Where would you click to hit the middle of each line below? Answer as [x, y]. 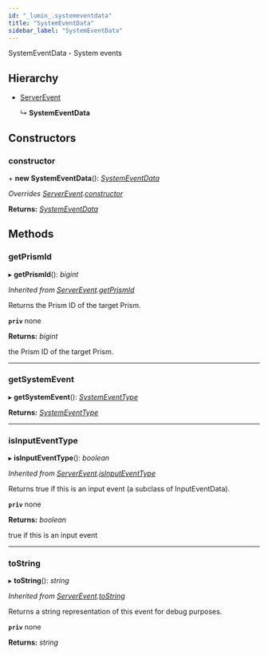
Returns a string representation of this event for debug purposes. [115, 612]
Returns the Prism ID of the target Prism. [75, 305]
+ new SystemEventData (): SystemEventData [84, 178]
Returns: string [33, 642]
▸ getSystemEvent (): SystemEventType [73, 397]
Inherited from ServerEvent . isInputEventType [82, 473]
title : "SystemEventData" [51, 23]
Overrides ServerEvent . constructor [66, 193]
